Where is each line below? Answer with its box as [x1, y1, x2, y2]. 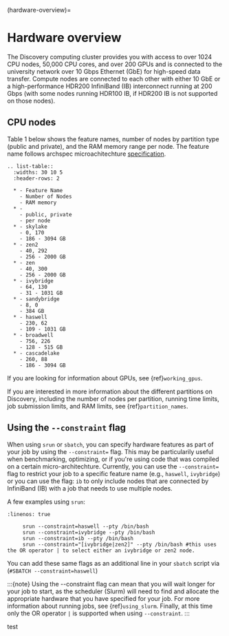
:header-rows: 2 [13, 175, 60, 182]
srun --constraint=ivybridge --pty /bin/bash [22, 529, 155, 536]
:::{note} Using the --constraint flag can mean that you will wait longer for [7, 579, 215, 588]
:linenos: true [7, 511, 51, 517]
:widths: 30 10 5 [13, 169, 63, 176]
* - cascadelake [13, 349, 60, 357]
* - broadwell [13, 331, 54, 338]
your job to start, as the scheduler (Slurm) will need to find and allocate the [7, 587, 219, 595]
